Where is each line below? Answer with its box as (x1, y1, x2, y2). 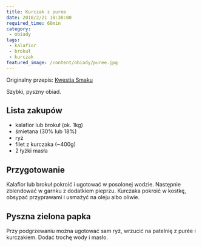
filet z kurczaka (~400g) (15, 140, 76, 148)
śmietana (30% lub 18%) (15, 128, 77, 135)
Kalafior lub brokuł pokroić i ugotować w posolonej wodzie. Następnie (6, 181, 181, 188)
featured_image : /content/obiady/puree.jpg (6, 59, 118, 65)
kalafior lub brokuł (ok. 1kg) (15, 122, 83, 129)
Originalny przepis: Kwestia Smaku (6, 76, 93, 84)
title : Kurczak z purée (6, 8, 67, 15)
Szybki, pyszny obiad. (6, 88, 62, 95)
